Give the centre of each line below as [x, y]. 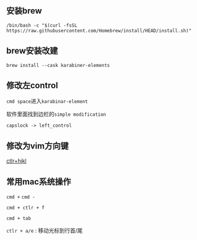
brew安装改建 [32, 51]
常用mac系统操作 [39, 182]
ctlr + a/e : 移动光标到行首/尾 [45, 231]
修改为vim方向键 [37, 146]
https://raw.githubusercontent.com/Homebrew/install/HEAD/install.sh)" [99, 30]
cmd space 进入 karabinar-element [47, 101]
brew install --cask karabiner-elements [58, 65]
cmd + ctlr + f [26, 208]
